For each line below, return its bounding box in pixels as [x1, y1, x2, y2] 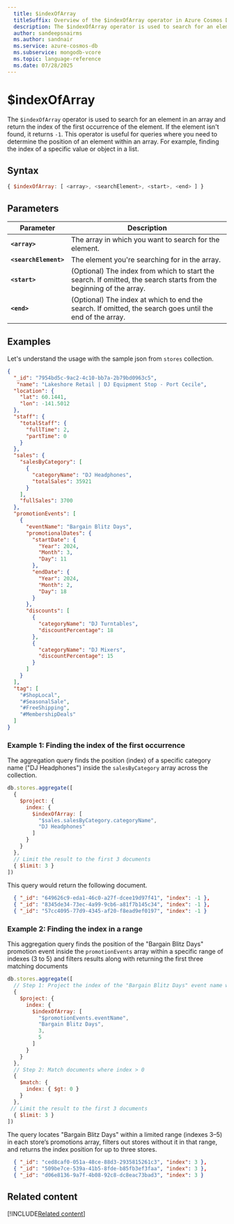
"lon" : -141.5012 [19, 400, 70, 407]
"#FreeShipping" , [19, 705, 70, 712]
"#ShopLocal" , [19, 691, 61, 698]
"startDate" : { [32, 536, 77, 543]
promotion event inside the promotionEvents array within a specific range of [7, 948, 224, 956]
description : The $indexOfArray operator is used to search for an [13, 23, 214, 30]
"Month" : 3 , [38, 549, 73, 556]
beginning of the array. [70, 283, 146, 293]
